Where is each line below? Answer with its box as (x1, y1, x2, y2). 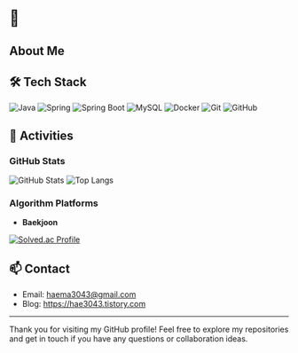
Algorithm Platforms (9, 197, 99, 209)
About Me (9, 43, 65, 59)
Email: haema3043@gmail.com (21, 289, 137, 300)
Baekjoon (21, 217, 59, 228)
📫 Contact (9, 261, 71, 276)
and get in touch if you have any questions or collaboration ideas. (9, 333, 248, 344)
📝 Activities (9, 128, 74, 143)
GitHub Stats (9, 154, 66, 167)
